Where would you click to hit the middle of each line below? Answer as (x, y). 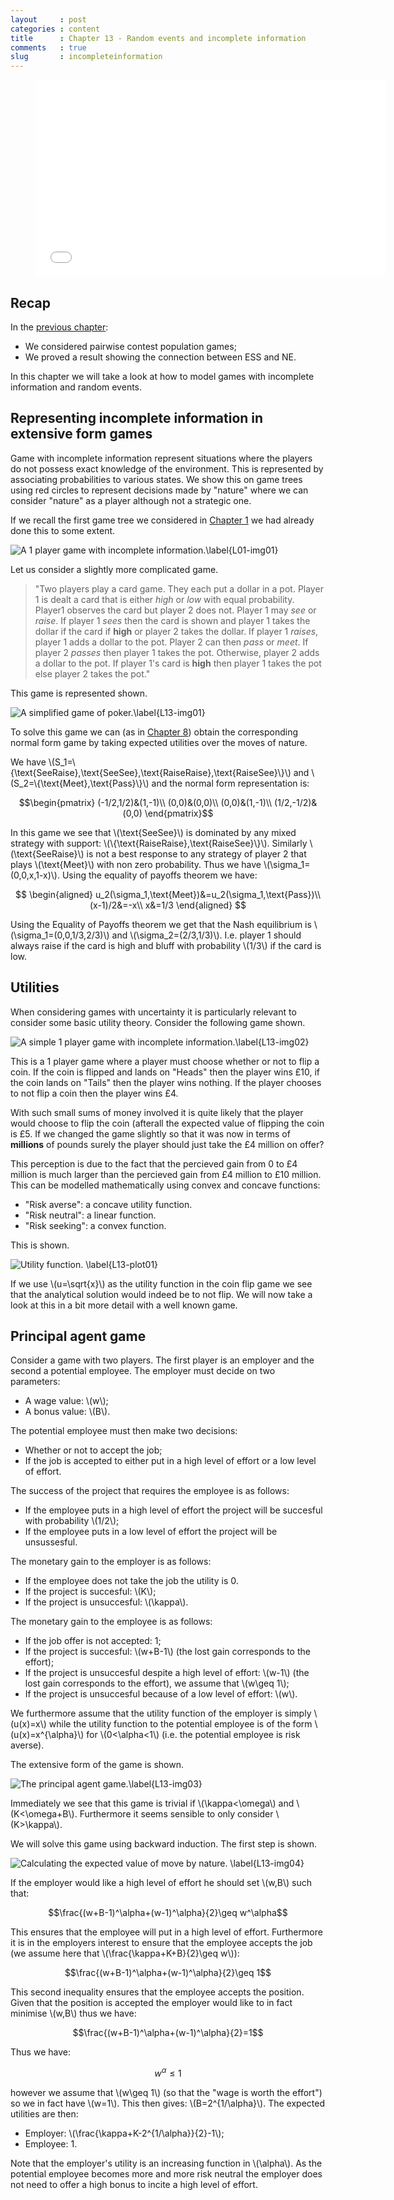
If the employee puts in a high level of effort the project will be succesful (173, 1510)
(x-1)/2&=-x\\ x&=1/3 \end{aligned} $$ (168, 905)
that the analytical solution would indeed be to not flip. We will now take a (161, 1294)
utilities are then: (44, 2114)
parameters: (35, 1382)
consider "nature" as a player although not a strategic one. (131, 500)
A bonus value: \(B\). (67, 1412)
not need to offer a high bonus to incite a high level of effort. (134, 2185)
